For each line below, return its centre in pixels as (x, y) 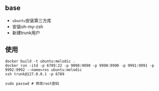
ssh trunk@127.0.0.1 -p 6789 (35, 74)
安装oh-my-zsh (28, 26)
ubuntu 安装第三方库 (32, 20)
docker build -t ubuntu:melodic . (40, 61)
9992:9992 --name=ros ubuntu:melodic (44, 70)
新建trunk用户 (26, 33)
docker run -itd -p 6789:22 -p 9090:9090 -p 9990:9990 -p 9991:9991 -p (79, 66)
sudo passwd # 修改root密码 (32, 83)
